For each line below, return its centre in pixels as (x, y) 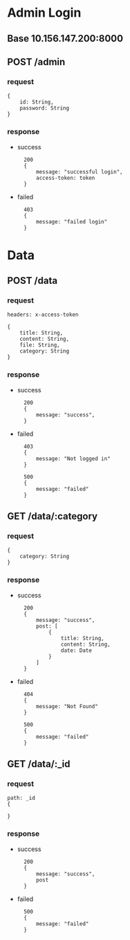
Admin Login (44, 13)
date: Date (76, 651)
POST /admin (36, 61)
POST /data (32, 281)
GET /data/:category (53, 516)
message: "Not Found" (67, 706)
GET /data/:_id (39, 764)
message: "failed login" (72, 221)
